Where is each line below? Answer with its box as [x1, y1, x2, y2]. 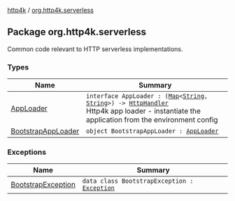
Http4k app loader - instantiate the [86, 106, 201, 116]
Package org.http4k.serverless [7, 26, 147, 38]
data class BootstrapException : [82, 177, 194, 185]
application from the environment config [86, 115, 218, 125]
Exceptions [7, 147, 47, 157]
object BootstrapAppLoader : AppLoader [86, 127, 219, 135]
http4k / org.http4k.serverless [7, 6, 94, 14]
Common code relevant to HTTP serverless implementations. [7, 45, 183, 53]
